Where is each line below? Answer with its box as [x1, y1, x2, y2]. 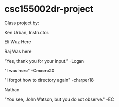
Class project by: [4, 20, 39, 26]
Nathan [4, 86, 20, 92]
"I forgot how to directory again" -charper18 [4, 77, 94, 83]
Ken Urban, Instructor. [4, 29, 50, 35]
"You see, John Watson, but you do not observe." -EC [4, 96, 114, 102]
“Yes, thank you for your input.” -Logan [4, 58, 84, 64]
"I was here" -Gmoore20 [4, 68, 55, 73]
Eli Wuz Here [4, 38, 31, 45]
